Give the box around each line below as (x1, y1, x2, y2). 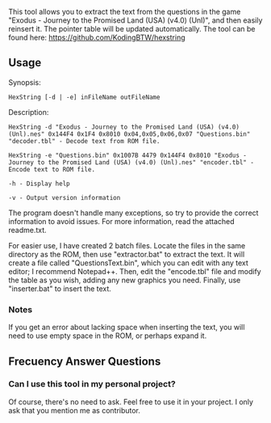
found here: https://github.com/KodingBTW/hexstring (8, 32, 186, 42)
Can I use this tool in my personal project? (8, 379, 176, 390)
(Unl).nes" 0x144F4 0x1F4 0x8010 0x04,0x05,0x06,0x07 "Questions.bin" (8, 129, 251, 138)
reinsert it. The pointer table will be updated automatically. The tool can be (8, 24, 256, 33)
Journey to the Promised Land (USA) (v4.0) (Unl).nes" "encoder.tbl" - (8, 158, 254, 167)
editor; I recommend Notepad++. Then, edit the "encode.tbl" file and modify (8, 266, 261, 276)
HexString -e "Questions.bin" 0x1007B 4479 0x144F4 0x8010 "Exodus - (8, 151, 248, 159)
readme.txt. (8, 225, 47, 235)
